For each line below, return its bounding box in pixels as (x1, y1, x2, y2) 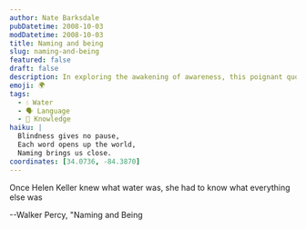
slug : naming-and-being (9, 47, 100, 56)
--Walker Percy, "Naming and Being (9, 209, 143, 220)
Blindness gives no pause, (17, 132, 120, 141)
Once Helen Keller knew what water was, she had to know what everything (9, 182, 291, 193)
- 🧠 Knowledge (17, 114, 71, 124)
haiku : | (9, 124, 43, 133)
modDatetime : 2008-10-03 (9, 30, 104, 39)
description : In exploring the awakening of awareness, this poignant (9, 73, 283, 82)
